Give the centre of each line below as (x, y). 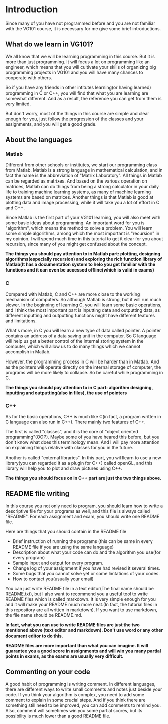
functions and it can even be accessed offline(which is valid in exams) (80, 270)
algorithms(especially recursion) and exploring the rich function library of (84, 259)
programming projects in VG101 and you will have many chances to (74, 72)
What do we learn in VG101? (49, 44)
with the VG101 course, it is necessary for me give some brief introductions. (83, 28)
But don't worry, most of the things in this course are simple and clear (77, 113)
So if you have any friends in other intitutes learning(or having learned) (78, 87)
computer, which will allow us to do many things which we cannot (73, 346)
